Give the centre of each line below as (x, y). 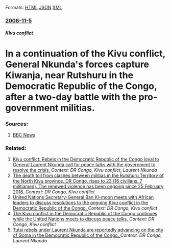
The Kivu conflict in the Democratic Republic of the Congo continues (85, 214)
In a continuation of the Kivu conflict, (86, 53)
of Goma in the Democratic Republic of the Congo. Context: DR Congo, (87, 235)
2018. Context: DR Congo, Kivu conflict (54, 192)
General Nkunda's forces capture (77, 64)
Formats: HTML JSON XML (34, 7)
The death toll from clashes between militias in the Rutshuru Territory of (88, 175)
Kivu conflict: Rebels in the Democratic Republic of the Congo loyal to (86, 159)
